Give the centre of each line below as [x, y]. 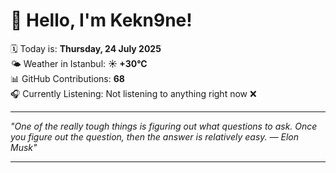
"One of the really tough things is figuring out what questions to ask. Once [164, 126]
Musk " [24, 147]
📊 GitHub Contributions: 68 [67, 78]
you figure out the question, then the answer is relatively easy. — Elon [154, 136]
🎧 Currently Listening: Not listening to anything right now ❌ [133, 93]
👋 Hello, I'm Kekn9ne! [101, 20]
